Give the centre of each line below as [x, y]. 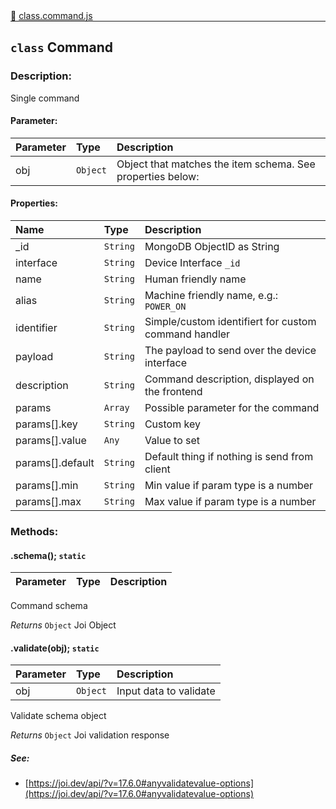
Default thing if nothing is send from [229, 457]
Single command [45, 98]
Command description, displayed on [229, 379]
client [157, 469]
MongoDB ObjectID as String [212, 247]
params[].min [47, 486]
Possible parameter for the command [232, 408]
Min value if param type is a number [229, 486]
